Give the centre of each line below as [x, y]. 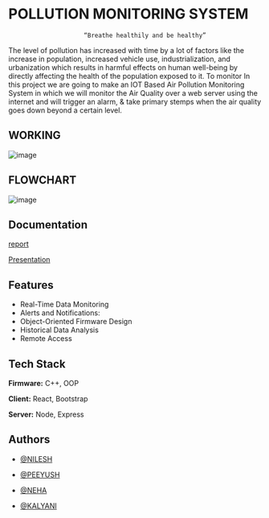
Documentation [48, 225]
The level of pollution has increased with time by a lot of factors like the [126, 50]
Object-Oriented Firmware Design [76, 322]
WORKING [35, 136]
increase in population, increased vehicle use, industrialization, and [120, 59]
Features [31, 285]
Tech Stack [37, 364]
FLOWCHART [43, 181]
